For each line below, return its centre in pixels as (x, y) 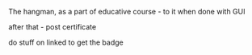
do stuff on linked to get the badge (66, 42)
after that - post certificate (52, 27)
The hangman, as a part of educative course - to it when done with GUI (127, 12)
